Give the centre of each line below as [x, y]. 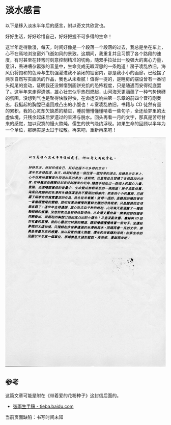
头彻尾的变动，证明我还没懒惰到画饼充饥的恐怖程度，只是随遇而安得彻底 [81, 85]
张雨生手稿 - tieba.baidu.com [43, 406]
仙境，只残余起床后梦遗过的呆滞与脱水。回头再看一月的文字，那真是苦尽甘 [88, 117]
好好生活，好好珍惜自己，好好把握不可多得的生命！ [59, 36]
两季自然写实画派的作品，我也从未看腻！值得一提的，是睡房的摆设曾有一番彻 [85, 79]
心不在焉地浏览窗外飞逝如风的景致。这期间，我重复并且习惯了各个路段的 [81, 53]
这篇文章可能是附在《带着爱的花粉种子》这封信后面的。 [63, 395]
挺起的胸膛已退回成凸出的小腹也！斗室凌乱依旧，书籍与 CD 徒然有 [88, 104]
